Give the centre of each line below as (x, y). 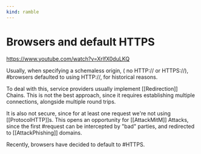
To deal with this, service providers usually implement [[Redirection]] (92, 89)
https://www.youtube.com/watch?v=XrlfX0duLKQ (68, 59)
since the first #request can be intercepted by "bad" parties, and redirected (100, 126)
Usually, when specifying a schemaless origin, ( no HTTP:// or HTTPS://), (97, 70)
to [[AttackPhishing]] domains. (44, 132)
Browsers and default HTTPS (81, 42)
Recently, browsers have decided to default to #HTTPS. (76, 144)
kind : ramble (23, 12)
